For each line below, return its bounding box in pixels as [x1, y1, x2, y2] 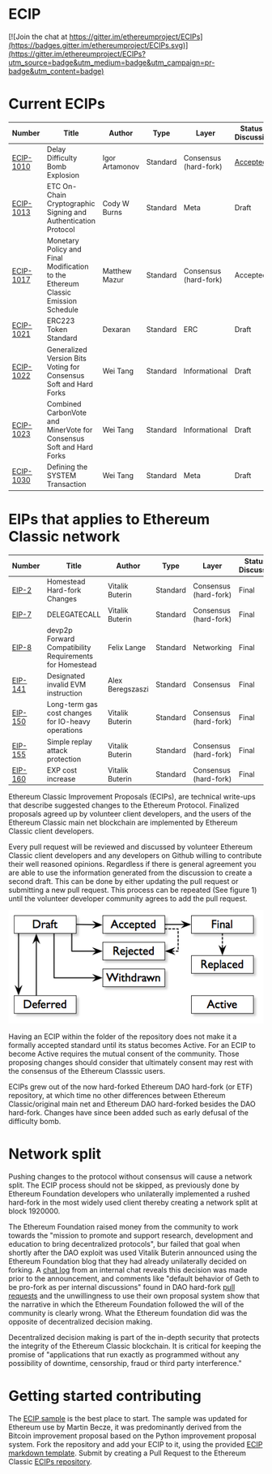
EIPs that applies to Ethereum [8, 510, 210, 528]
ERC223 [47, 316, 75, 325]
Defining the [47, 462, 88, 472]
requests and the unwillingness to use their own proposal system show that [8, 1291, 261, 1301]
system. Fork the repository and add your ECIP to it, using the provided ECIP [8, 1439, 263, 1449]
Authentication [47, 216, 96, 226]
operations [47, 726, 83, 735]
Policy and [47, 244, 83, 254]
